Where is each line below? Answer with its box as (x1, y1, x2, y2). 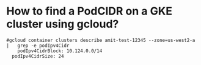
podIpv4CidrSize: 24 (12, 53, 64, 59)
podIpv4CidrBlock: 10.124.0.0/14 (17, 47, 103, 54)
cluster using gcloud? (6, 17, 119, 31)
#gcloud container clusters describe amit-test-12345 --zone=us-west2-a (6, 37, 196, 43)
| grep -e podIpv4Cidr (6, 43, 70, 49)
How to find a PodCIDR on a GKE (6, 4, 173, 18)
